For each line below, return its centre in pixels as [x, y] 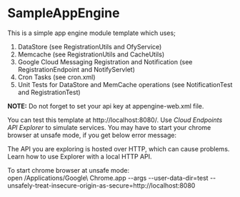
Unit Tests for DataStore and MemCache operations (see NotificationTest [125, 84]
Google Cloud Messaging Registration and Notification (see [105, 61]
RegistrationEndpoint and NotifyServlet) [76, 69]
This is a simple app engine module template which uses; [92, 33]
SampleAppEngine [64, 13]
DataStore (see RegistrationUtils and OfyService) [90, 46]
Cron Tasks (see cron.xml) [56, 77]
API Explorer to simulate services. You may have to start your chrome [109, 127]
